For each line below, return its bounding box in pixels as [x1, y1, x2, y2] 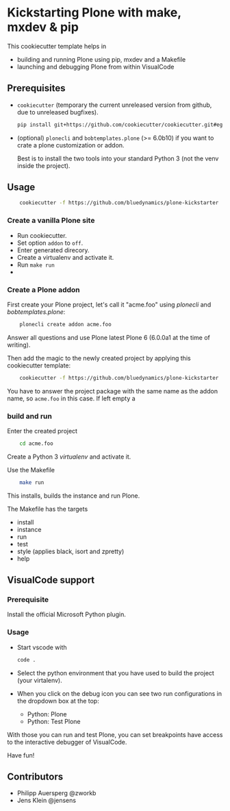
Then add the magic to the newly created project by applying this [7, 354, 191, 362]
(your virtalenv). [16, 676, 63, 684]
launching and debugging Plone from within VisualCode [16, 62, 175, 71]
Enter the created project [7, 426, 77, 435]
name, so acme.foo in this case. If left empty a [7, 394, 136, 402]
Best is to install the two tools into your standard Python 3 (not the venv [16, 154, 219, 162]
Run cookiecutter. [16, 231, 67, 239]
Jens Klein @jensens [16, 797, 77, 805]
